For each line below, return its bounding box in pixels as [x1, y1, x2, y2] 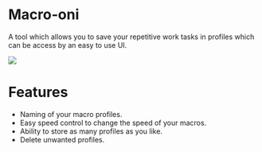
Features [8, 84, 68, 101]
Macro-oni [8, 6, 80, 24]
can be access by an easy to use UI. [8, 40, 127, 49]
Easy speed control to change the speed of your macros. [19, 118, 207, 127]
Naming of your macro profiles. [19, 109, 123, 119]
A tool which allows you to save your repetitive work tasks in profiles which [8, 32, 255, 41]
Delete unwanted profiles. [19, 134, 105, 144]
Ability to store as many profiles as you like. [19, 126, 163, 136]
